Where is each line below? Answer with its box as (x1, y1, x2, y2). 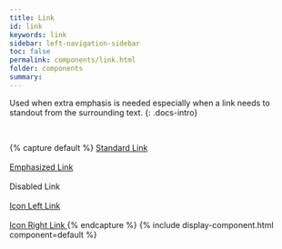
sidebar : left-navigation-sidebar (9, 38, 141, 48)
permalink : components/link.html (9, 55, 136, 65)
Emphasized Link (9, 161, 74, 173)
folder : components (9, 65, 84, 74)
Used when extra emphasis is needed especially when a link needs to (9, 97, 270, 108)
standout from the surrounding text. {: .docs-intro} (9, 106, 198, 118)
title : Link (9, 13, 55, 23)
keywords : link (9, 30, 67, 39)
